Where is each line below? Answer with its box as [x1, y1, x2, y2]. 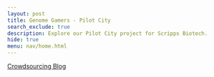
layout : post [7, 10, 45, 17]
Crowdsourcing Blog [7, 62, 66, 70]
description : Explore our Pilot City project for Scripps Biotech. [7, 29, 208, 37]
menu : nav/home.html [7, 43, 68, 50]
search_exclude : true [7, 23, 71, 30]
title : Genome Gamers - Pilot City [7, 17, 111, 24]
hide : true [7, 36, 39, 43]
